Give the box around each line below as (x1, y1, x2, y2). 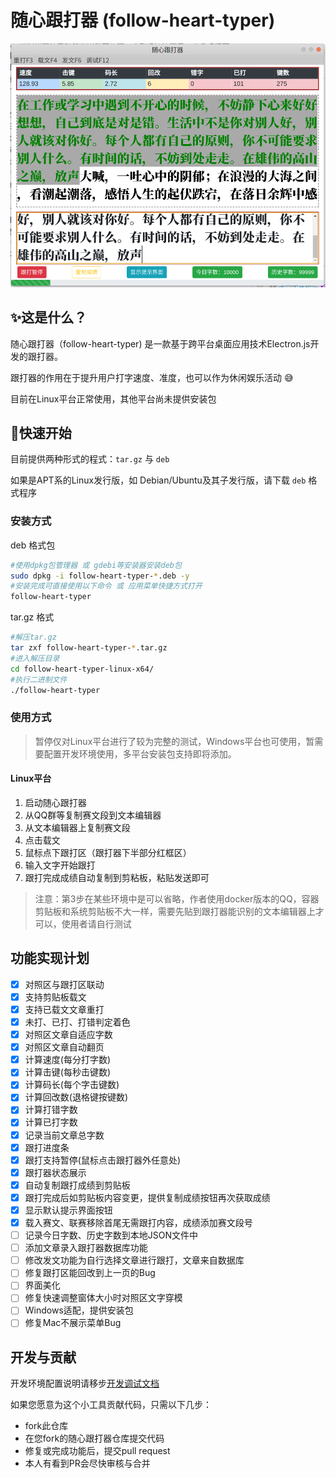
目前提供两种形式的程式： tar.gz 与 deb (10, 453, 170, 465)
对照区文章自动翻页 (24, 1041, 105, 1053)
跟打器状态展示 (24, 1166, 87, 1178)
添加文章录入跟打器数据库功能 (24, 1242, 148, 1254)
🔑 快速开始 (10, 425, 72, 442)
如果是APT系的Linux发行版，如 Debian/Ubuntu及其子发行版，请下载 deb (10, 474, 307, 486)
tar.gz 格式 (10, 611, 55, 623)
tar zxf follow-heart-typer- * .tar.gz (10, 643, 168, 653)
